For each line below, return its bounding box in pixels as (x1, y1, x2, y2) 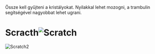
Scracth (5, 27, 39, 38)
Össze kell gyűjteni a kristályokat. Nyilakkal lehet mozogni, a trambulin (5, 4, 150, 10)
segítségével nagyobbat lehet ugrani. (5, 9, 82, 15)
